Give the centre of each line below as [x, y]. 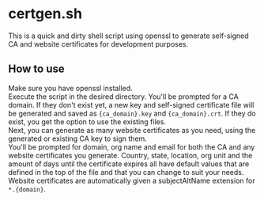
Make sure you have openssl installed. [70, 88]
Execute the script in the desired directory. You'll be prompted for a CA [123, 97]
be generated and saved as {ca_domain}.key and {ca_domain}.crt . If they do [132, 113]
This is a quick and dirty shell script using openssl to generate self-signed [128, 36]
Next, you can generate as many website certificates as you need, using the [132, 130]
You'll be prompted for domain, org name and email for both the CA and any [132, 146]
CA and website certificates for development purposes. [98, 44]
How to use [36, 69]
